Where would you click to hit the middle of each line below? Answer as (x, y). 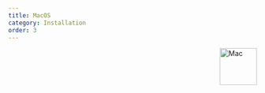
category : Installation (47, 23)
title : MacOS (30, 15)
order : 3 (22, 30)
